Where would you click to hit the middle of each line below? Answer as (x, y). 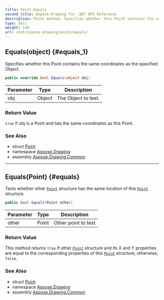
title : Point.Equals (26, 10)
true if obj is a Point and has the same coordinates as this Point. (69, 123)
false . (11, 259)
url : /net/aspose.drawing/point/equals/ (47, 32)
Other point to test (74, 222)
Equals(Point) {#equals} (42, 177)
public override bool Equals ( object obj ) (48, 78)
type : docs (16, 23)
